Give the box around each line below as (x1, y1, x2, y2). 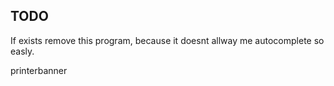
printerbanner (10, 64, 68, 76)
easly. (10, 45, 35, 57)
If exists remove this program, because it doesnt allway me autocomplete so (10, 34, 325, 46)
